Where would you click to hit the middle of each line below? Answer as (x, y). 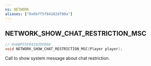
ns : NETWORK (17, 9)
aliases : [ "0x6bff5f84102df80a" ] (39, 14)
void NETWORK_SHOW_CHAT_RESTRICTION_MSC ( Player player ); (64, 49)
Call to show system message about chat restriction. (58, 58)
